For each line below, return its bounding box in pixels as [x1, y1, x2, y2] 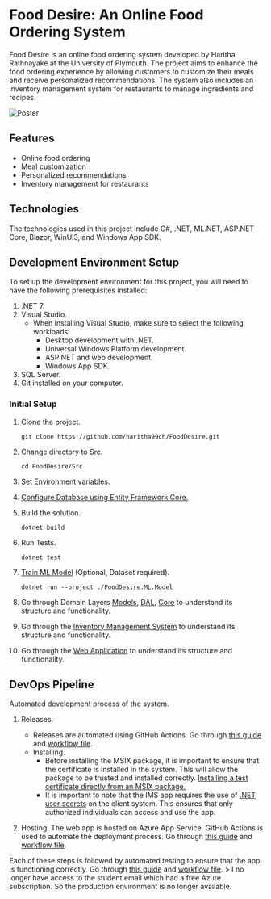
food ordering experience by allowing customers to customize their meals [9, 66, 254, 76]
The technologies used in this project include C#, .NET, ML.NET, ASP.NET [9, 224, 255, 233]
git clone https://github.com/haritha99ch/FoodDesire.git [20, 432, 220, 441]
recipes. [9, 92, 36, 102]
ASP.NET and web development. [44, 353, 153, 363]
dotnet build [20, 523, 65, 531]
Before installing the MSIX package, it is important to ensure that [44, 756, 260, 766]
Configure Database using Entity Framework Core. [20, 492, 189, 502]
